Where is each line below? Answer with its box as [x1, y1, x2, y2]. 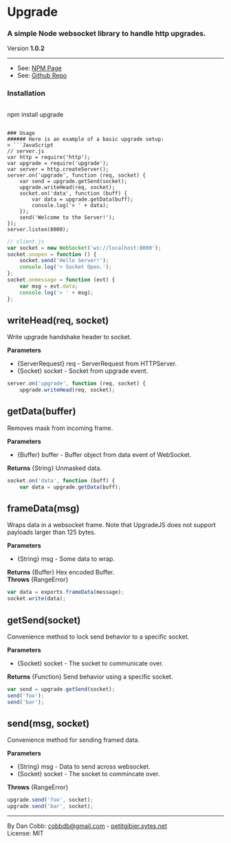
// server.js [7, 147, 45, 155]
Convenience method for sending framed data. [7, 736, 140, 744]
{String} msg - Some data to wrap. [16, 555, 115, 563]
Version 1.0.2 [7, 44, 45, 52]
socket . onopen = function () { [7, 250, 97, 258]
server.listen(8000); [7, 226, 69, 233]
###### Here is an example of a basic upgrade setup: [7, 136, 165, 142]
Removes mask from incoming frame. [7, 424, 113, 432]
